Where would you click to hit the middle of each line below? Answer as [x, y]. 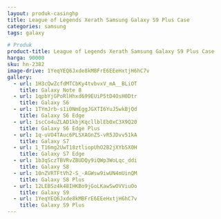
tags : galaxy [26, 33]
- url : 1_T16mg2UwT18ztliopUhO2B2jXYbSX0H [75, 148]
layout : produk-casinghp [43, 13]
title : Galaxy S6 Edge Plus [60, 128]
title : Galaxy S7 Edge [52, 154]
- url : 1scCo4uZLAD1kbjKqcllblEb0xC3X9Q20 [75, 122]
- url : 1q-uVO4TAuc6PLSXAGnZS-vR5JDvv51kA [75, 135]
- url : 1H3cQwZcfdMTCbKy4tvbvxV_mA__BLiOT [75, 83]
